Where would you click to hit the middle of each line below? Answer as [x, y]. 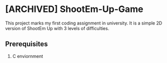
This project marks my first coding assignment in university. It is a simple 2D [84, 23]
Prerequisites [26, 44]
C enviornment [28, 56]
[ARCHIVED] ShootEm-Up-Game [74, 9]
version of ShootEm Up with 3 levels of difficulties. [57, 28]
